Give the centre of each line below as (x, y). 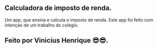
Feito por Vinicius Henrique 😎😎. (57, 40)
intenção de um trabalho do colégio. (42, 25)
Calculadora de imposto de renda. (58, 8)
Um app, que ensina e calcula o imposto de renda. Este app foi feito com (79, 20)
